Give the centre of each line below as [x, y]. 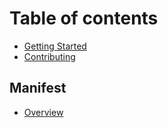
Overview [43, 112]
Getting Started [55, 46]
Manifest [38, 88]
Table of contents [84, 18]
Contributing [49, 56]
